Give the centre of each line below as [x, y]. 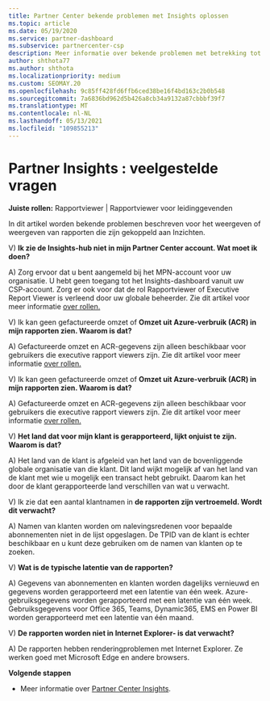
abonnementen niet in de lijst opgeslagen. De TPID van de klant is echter [129, 535]
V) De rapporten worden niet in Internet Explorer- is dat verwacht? [122, 633]
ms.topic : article [39, 23]
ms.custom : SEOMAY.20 [45, 83]
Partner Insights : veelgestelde [114, 168]
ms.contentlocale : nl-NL [50, 114]
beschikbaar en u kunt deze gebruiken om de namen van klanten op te [126, 543]
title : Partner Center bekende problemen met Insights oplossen [118, 16]
